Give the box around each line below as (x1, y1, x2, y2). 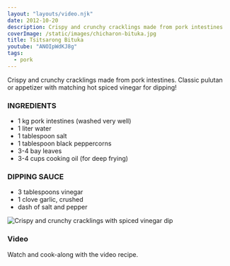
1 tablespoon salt (17, 132, 67, 140)
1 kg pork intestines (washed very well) (17, 117, 132, 126)
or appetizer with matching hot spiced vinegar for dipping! (7, 83, 177, 92)
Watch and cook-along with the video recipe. (7, 250, 139, 258)
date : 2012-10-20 (7, 17, 59, 24)
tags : (7, 50, 23, 57)
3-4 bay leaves (17, 147, 62, 155)
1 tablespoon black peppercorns (17, 139, 112, 148)
